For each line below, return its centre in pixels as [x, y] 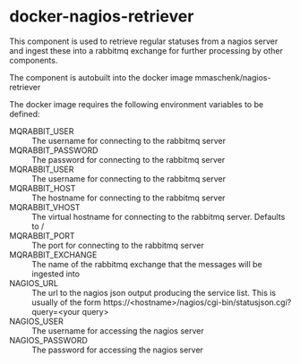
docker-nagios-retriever [102, 17]
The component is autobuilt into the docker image [101, 77]
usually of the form [66, 302]
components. [34, 60]
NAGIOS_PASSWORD [48, 340]
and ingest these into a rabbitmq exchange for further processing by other [146, 50]
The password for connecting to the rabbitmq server [129, 159]
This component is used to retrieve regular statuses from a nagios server [144, 41]
